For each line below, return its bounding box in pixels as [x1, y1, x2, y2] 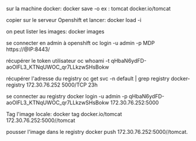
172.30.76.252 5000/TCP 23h [26, 81, 98, 88]
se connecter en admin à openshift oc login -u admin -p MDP [6, 40, 155, 46]
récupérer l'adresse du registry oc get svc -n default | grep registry [6, 75, 170, 82]
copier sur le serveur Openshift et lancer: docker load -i [6, 17, 142, 23]
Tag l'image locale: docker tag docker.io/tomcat [6, 111, 122, 117]
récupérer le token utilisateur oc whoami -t [6, 57, 110, 64]
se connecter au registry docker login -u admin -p [6, 93, 128, 100]
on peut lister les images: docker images [6, 28, 104, 35]
